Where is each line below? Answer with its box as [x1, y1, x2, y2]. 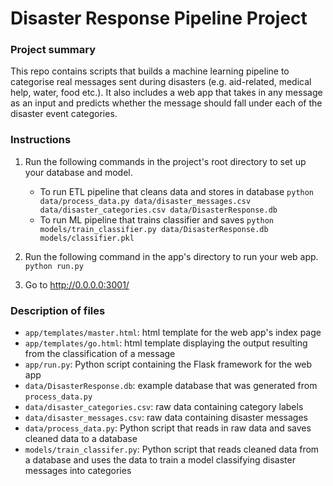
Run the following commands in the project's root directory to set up [24, 155, 307, 167]
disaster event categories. [10, 108, 118, 120]
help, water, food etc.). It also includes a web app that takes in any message [10, 87, 323, 99]
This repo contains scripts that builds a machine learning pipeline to [10, 65, 290, 77]
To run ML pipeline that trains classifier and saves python [39, 213, 275, 226]
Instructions [10, 133, 72, 147]
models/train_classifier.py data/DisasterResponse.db [39, 224, 269, 234]
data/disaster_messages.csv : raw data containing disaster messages [24, 412, 308, 424]
